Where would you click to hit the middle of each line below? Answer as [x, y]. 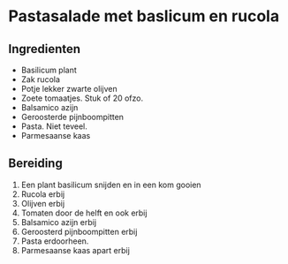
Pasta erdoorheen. [55, 241]
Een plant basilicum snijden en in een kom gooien [111, 185]
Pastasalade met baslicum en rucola [144, 16]
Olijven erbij [43, 203]
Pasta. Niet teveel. [54, 126]
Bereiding [35, 164]
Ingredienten [45, 49]
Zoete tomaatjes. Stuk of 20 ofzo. [82, 98]
